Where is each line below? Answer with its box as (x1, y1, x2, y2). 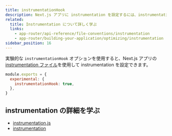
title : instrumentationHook (5, 7, 66, 13)
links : (10, 26, 24, 32)
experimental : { (10, 76, 45, 81)
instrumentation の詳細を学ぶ (5, 106, 100, 115)
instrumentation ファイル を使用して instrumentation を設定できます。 (5, 62, 151, 68)
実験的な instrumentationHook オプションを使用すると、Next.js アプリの (5, 55, 157, 61)
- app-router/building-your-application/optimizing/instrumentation (14, 36, 164, 41)
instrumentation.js (12, 120, 51, 126)
